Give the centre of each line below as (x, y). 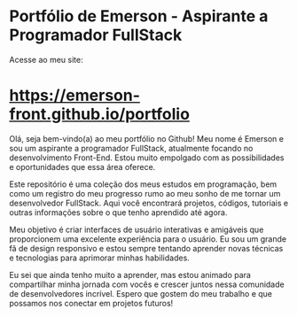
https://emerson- (74, 96)
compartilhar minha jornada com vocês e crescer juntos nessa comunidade (147, 284)
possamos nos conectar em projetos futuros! (91, 303)
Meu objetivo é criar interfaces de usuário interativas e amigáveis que (137, 229)
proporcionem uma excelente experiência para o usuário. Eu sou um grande (148, 239)
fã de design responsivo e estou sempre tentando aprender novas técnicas (146, 248)
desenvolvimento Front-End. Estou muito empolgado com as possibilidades (147, 158)
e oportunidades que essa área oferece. (82, 166)
